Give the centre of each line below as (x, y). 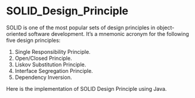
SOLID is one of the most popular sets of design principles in (81, 27)
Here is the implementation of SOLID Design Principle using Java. (86, 88)
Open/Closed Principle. (44, 58)
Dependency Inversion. (43, 77)
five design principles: (33, 40)
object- (165, 27)
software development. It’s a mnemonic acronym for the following (109, 33)
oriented (16, 33)
